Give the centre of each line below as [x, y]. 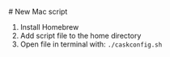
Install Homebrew [49, 27]
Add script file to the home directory [81, 36]
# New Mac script [38, 12]
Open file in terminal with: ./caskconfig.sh [91, 44]
